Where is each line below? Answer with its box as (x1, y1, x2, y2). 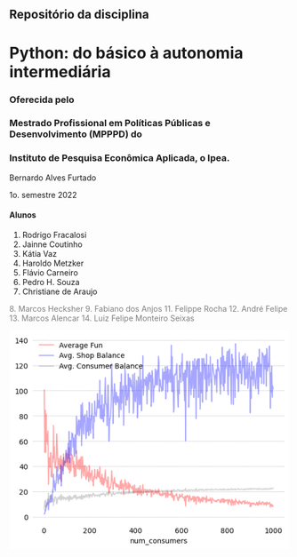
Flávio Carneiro (21, 267, 78, 278)
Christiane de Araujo (21, 286, 98, 297)
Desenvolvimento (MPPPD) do (9, 128, 142, 140)
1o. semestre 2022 (9, 189, 77, 200)
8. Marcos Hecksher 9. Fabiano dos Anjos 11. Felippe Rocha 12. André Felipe (9, 303, 288, 314)
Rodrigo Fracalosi (21, 229, 87, 240)
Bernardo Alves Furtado (9, 172, 97, 183)
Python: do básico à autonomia (9, 43, 244, 63)
